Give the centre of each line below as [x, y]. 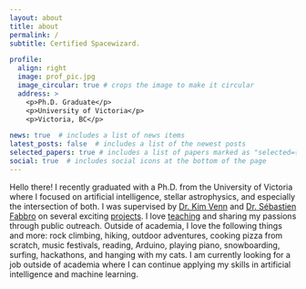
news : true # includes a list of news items [97, 136]
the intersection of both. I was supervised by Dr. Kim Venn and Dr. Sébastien [153, 206]
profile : [26, 60]
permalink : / [34, 35]
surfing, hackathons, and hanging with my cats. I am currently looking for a [150, 254]
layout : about [36, 18]
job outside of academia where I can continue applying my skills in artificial [150, 264]
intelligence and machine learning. [74, 274]
